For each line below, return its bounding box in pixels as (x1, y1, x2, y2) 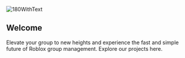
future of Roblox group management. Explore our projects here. (6, 45, 163, 52)
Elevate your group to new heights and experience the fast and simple (6, 39, 179, 46)
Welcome (6, 23, 43, 33)
